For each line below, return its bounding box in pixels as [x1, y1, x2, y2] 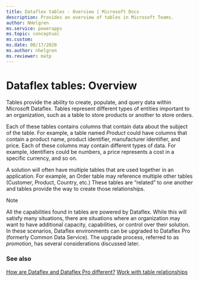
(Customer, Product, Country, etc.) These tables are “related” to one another [6, 178, 193, 186]
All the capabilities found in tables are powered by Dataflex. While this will [6, 208, 187, 215]
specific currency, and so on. [6, 155, 78, 162]
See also [6, 255, 31, 263]
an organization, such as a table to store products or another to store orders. [6, 111, 194, 118]
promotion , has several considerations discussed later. [6, 240, 140, 247]
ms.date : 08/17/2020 [6, 42, 58, 48]
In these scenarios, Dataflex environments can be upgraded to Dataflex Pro [6, 227, 191, 234]
